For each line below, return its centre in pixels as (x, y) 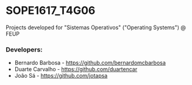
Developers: (24, 49)
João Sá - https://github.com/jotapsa (61, 76)
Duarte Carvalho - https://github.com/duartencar (76, 69)
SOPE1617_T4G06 (51, 11)
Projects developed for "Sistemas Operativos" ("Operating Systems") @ (96, 27)
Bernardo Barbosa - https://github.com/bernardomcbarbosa (90, 63)
